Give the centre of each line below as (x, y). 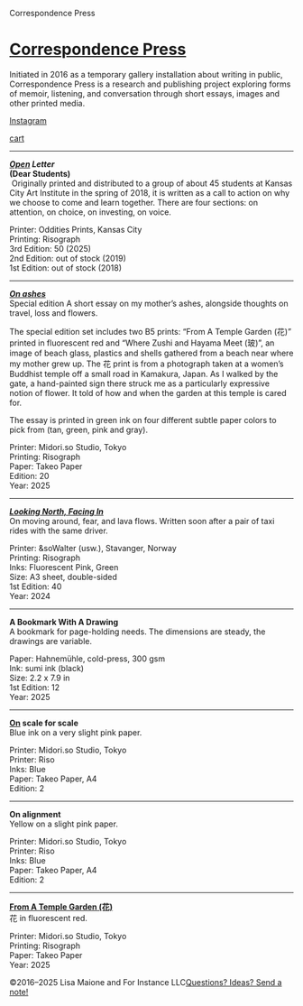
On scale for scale (44, 723)
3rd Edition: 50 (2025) (50, 248)
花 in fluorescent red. (49, 918)
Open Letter (32, 164)
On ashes (28, 293)
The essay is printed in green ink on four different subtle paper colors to (143, 420)
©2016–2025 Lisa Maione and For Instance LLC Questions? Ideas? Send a (146, 982)
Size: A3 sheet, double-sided (63, 577)
